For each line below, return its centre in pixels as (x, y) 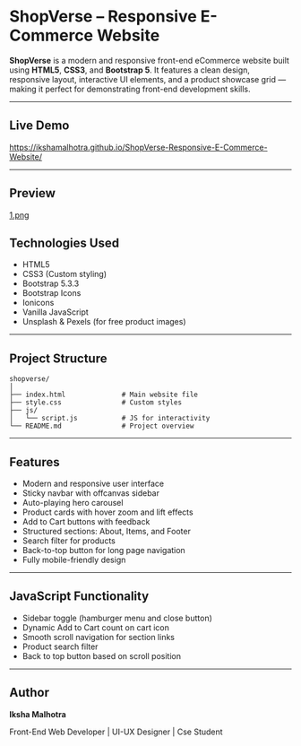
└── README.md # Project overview (102, 426)
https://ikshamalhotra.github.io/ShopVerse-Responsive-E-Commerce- (138, 147)
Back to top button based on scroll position (102, 655)
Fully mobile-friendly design (74, 559)
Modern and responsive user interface (93, 483)
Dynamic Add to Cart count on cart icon (96, 627)
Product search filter (60, 646)
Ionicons (38, 303)
